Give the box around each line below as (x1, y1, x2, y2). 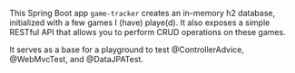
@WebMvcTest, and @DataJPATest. (9, 54, 143, 64)
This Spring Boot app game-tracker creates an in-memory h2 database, (9, 8, 275, 18)
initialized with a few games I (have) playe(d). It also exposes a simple (9, 17, 270, 28)
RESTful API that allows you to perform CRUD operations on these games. (9, 27, 286, 37)
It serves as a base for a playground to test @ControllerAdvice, (9, 44, 245, 55)
